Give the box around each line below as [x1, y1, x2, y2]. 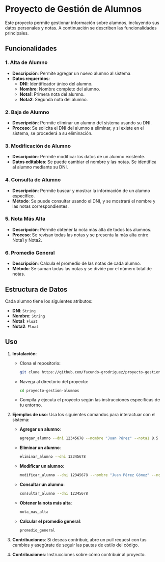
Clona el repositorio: [19, 360, 61, 366]
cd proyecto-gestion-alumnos [19, 388, 80, 393]
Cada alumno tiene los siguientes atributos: [5, 298, 93, 304]
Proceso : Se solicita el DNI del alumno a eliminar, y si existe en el [12, 125, 144, 131]
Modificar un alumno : [19, 463, 65, 469]
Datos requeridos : [12, 75, 50, 82]
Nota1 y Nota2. [12, 237, 43, 243]
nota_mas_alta [19, 509, 49, 514]
